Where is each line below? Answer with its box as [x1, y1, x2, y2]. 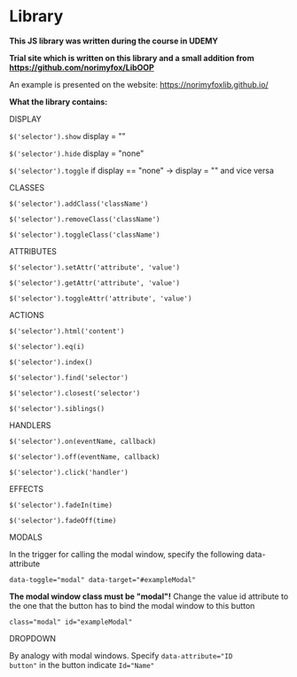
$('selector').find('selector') [9, 373, 129, 382]
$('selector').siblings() [9, 404, 105, 413]
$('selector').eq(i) [9, 342, 86, 351]
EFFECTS [9, 483, 44, 494]
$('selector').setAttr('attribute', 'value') [9, 263, 180, 272]
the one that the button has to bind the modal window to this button [9, 600, 255, 611]
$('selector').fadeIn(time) [9, 501, 113, 510]
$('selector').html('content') [9, 326, 125, 336]
